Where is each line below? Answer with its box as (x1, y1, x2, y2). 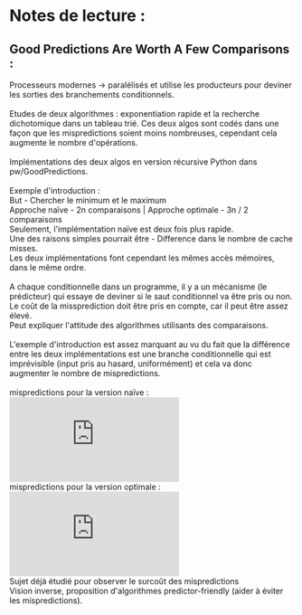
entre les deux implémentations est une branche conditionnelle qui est (9, 349, 271, 359)
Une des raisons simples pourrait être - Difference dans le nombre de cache (9, 233, 294, 244)
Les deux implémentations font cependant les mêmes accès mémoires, (9, 252, 275, 263)
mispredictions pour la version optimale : (9, 481, 161, 492)
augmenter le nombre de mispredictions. (9, 368, 161, 378)
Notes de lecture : (9, 5, 146, 26)
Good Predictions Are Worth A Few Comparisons (9, 42, 290, 57)
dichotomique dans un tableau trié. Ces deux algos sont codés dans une (9, 118, 279, 128)
